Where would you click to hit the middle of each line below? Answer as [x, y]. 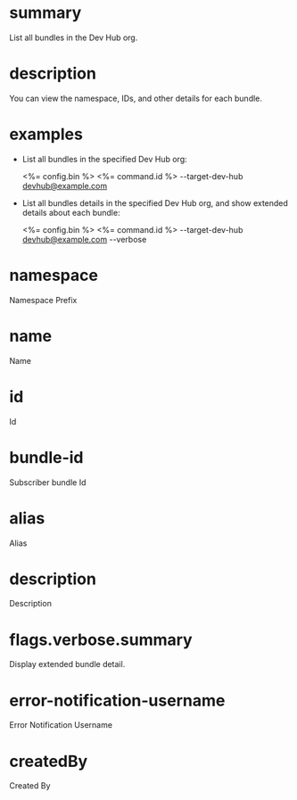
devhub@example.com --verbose [84, 239]
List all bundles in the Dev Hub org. [74, 37]
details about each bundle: [71, 212]
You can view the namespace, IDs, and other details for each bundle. [136, 98]
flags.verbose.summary [101, 639]
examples [46, 134]
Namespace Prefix [43, 300]
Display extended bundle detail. [67, 664]
